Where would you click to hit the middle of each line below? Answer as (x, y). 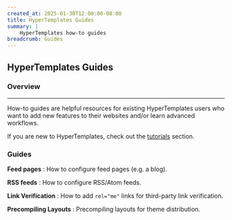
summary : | (23, 26)
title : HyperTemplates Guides (51, 20)
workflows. (23, 123)
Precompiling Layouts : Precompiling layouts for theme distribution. (104, 209)
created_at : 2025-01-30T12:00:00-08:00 (65, 13)
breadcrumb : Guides (35, 39)
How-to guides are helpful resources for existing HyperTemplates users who (116, 108)
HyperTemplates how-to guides (63, 33)
